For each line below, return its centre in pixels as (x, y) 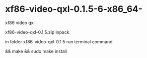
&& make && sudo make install (36, 51)
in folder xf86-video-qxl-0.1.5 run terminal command (59, 42)
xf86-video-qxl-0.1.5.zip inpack (37, 32)
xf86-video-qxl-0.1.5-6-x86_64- (74, 9)
